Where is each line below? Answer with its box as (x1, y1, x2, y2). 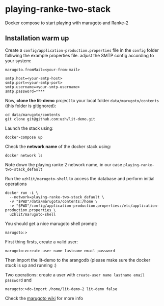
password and (5, 277, 32, 283)
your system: (5, 58, 32, 64)
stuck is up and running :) (5, 262, 57, 268)
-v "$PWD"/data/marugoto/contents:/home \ (9, 199, 98, 204)
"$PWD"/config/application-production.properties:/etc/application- (16, 203, 160, 208)
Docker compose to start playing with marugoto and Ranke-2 (5, 20, 129, 26)
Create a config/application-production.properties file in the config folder (5, 47, 159, 53)
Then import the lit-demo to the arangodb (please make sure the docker (5, 257, 151, 263)
